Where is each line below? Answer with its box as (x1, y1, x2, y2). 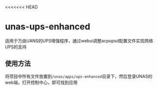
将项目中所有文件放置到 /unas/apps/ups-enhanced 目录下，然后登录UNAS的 (5, 73, 153, 79)
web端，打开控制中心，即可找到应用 (5, 79, 78, 85)
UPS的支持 (5, 44, 27, 50)
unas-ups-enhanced (5, 21, 90, 32)
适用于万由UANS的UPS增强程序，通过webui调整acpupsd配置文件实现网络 (5, 37, 153, 43)
